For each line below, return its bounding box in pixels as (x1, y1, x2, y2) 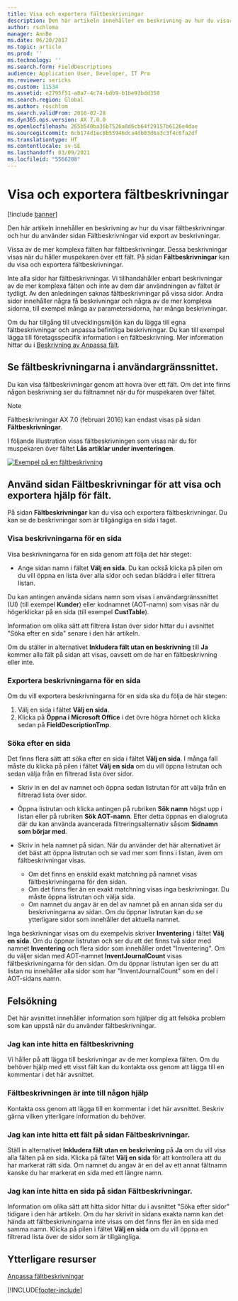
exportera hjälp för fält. (7, 490, 112, 502)
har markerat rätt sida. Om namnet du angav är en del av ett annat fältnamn (7, 1161, 227, 1169)
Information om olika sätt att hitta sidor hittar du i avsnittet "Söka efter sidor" (7, 1202, 230, 1211)
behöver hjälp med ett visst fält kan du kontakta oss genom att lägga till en (7, 1063, 225, 1071)
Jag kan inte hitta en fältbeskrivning (7, 1039, 135, 1049)
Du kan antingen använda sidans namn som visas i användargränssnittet (7, 592, 218, 601)
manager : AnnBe (7, 30, 52, 38)
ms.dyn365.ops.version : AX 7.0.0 (7, 116, 106, 123)
